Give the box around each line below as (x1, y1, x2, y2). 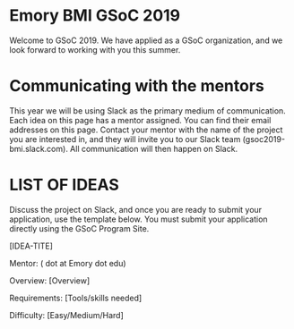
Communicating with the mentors (9, 76, 264, 97)
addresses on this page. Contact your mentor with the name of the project (9, 124, 283, 135)
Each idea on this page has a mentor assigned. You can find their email (9, 114, 272, 125)
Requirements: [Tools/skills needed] (9, 292, 143, 303)
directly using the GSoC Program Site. (9, 223, 150, 233)
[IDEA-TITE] (9, 240, 54, 251)
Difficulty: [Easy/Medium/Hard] (9, 309, 124, 320)
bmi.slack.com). (9, 143, 69, 154)
